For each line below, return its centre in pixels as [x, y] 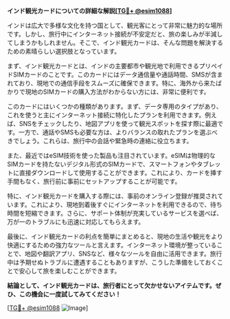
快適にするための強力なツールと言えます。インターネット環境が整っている [112, 245]
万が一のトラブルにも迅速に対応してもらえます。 [76, 222]
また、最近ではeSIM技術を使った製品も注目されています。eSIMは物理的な [112, 155]
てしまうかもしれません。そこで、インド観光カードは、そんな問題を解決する [115, 43]
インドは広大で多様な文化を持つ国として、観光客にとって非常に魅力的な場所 [115, 25]
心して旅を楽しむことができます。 [73, 271]
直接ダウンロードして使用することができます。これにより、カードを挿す [121, 173]
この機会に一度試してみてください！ [70, 294]
